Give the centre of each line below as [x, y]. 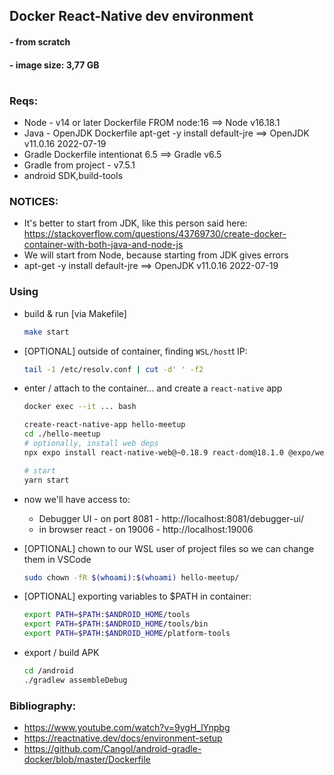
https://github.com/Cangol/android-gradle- [112, 749]
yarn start [46, 480]
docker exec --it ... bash [80, 407]
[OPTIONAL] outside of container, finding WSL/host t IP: [135, 351]
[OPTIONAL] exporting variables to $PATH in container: [137, 596]
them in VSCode [57, 559]
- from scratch [40, 41]
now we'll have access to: [77, 499]
